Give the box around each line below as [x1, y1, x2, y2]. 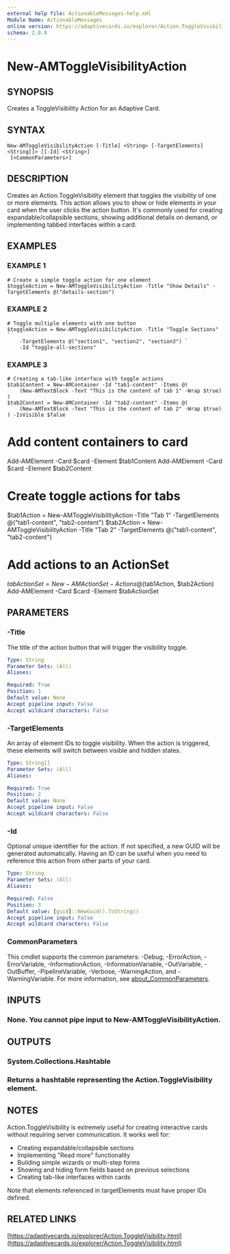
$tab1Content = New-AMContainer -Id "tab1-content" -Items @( [7, 382, 188, 389]
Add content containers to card [7, 434, 188, 450]
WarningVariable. [7, 974, 56, 983]
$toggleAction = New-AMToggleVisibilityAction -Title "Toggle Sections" [7, 326, 219, 333]
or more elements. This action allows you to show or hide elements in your [7, 198, 217, 207]
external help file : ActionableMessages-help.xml [7, 10, 152, 17]
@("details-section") [53, 288, 115, 295]
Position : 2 [7, 791, 41, 798]
